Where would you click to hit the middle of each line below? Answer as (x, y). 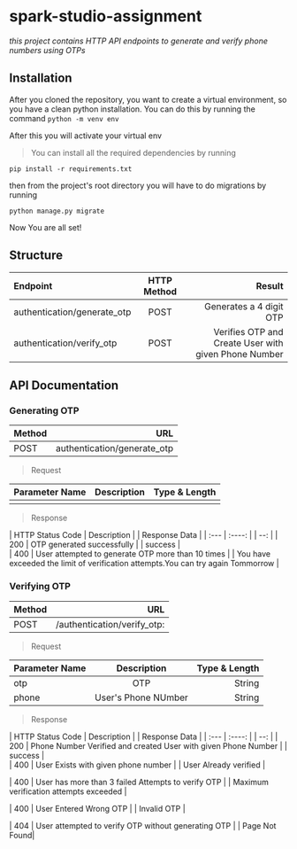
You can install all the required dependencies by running (133, 152)
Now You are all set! (46, 227)
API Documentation (64, 385)
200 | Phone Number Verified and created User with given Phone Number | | (148, 745)
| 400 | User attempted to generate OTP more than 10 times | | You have (140, 554)
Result (270, 285)
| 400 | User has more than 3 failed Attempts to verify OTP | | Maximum (139, 782)
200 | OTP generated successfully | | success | (95, 545)
